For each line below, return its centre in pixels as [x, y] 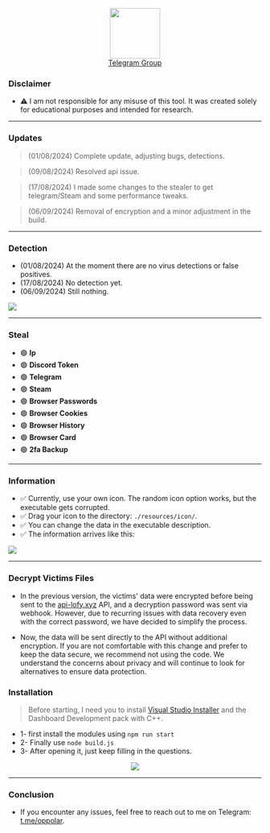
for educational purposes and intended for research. [107, 110]
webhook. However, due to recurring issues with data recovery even [133, 613]
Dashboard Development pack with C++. [95, 719]
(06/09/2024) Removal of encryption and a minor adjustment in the [139, 211]
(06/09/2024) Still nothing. [64, 291]
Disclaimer [30, 83]
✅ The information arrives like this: [77, 534]
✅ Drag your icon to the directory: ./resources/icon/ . [108, 516]
